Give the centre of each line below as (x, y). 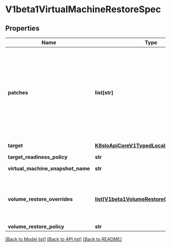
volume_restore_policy (36, 227)
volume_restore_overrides (40, 199)
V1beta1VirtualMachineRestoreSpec (83, 9)
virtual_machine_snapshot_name (49, 168)
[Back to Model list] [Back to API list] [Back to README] (64, 239)
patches (18, 93)
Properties (22, 28)
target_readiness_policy (38, 157)
